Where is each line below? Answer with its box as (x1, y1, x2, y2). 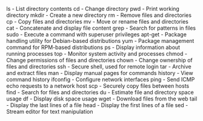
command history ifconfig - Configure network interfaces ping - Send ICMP (6, 76, 195, 83)
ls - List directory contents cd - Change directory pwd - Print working (6, 5, 180, 12)
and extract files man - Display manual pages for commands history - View (6, 70, 193, 76)
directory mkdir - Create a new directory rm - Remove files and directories (6, 11, 192, 19)
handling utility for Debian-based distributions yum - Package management (6, 38, 195, 44)
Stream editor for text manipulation (6, 108, 93, 115)
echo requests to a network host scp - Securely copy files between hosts (6, 82, 190, 90)
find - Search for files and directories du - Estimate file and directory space (6, 89, 194, 96)
